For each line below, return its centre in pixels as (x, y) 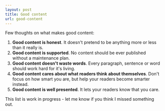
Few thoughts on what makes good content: (50, 33)
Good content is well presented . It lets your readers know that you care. (86, 90)
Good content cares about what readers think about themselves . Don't (86, 74)
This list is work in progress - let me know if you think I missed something (80, 99)
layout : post (18, 10)
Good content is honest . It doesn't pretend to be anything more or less (84, 42)
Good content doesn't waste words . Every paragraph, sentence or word (86, 63)
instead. (20, 84)
